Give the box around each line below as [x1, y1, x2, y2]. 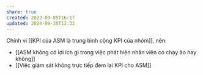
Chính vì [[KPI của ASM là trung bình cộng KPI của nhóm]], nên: [6, 37, 167, 45]
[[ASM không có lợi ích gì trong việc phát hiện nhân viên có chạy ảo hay [15, 49, 197, 56]
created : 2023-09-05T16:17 [6, 15, 75, 21]
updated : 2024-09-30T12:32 [6, 20, 75, 26]
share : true [6, 9, 37, 15]
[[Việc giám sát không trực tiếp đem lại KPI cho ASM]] [15, 62, 152, 69]
